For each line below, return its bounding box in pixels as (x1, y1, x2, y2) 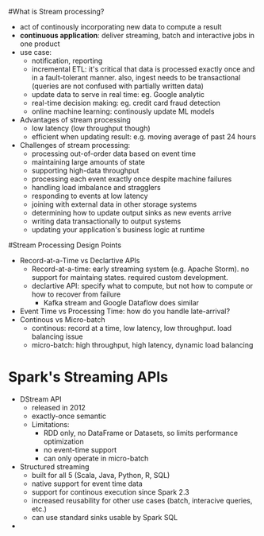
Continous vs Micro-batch (19, 315, 105, 324)
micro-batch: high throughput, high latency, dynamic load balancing (31, 340, 254, 349)
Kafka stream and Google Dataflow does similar (43, 298, 200, 307)
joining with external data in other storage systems (31, 200, 197, 209)
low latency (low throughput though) (31, 123, 151, 133)
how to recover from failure (31, 289, 121, 299)
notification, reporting (31, 56, 103, 65)
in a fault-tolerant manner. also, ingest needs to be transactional (31, 73, 241, 82)
